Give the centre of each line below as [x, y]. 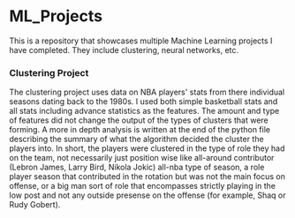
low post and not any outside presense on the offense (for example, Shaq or [147, 195]
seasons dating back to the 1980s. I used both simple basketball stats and [144, 101]
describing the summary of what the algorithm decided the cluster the [136, 139]
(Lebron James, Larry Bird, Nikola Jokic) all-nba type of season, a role [137, 167]
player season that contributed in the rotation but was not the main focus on [147, 177]
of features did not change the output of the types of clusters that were [139, 120]
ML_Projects [56, 16]
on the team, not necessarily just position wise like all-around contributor [142, 158]
